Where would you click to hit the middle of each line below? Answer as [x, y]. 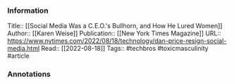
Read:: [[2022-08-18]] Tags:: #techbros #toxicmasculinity [125, 49]
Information [28, 11]
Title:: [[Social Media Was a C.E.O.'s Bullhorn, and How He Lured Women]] [115, 26]
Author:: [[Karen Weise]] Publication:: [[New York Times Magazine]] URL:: [114, 33]
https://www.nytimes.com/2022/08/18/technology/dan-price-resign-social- [117, 41]
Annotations [29, 74]
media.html [24, 49]
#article [18, 56]
